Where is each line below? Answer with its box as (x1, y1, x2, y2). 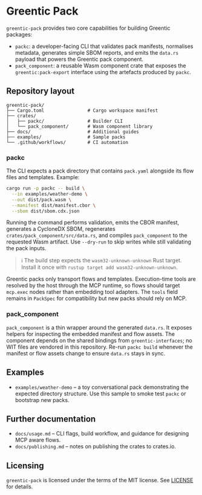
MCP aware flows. (15, 436, 61, 444)
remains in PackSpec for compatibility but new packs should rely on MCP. (6, 295, 187, 302)
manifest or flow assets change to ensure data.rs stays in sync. (6, 349, 166, 357)
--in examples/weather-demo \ (11, 191, 88, 197)
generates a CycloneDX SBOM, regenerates (6, 225, 116, 233)
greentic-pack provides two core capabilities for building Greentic (6, 24, 171, 32)
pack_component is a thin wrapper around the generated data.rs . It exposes (6, 324, 192, 331)
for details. (6, 483, 33, 490)
